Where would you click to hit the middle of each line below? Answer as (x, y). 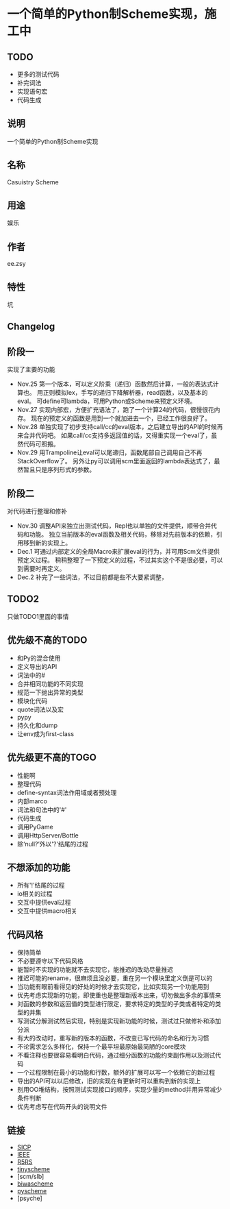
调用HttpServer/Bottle (48, 835)
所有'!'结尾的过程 (41, 886)
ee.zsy (16, 264)
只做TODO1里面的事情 (38, 616)
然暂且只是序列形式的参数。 (56, 469)
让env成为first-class (45, 733)
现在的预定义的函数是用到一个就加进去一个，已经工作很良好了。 (120, 418)
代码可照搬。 (41, 444)
